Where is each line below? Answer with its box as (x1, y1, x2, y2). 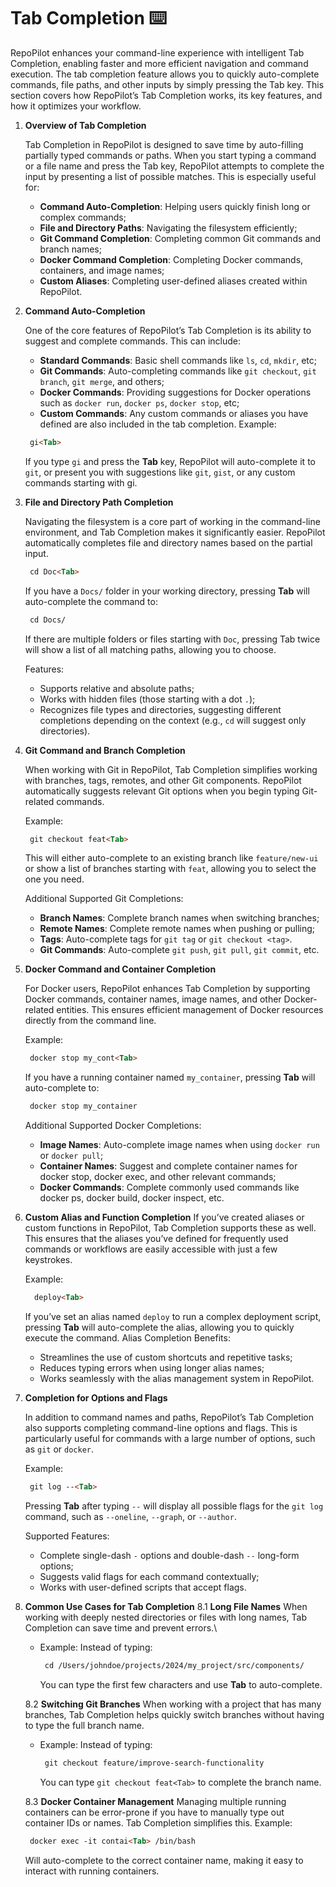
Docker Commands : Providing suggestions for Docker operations (39, 386, 312, 398)
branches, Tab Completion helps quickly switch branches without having (24, 1708, 325, 1720)
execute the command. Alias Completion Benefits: (24, 1332, 231, 1344)
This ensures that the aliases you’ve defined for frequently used (24, 1233, 289, 1245)
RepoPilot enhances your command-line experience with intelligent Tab (10, 46, 305, 59)
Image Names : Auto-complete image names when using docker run (39, 1139, 320, 1151)
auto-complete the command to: (24, 595, 158, 607)
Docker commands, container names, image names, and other (24, 993, 282, 1005)
